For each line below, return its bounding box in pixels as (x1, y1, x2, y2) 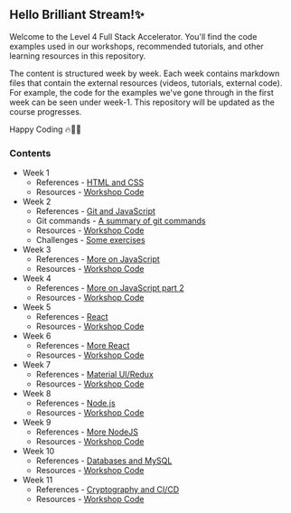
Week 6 (22, 331, 52, 341)
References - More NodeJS (35, 426, 138, 437)
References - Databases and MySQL (35, 455, 173, 466)
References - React (35, 312, 108, 322)
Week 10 (22, 446, 55, 457)
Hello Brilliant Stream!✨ (9, 7, 145, 23)
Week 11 (22, 474, 53, 486)
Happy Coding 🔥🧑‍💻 (9, 124, 81, 135)
